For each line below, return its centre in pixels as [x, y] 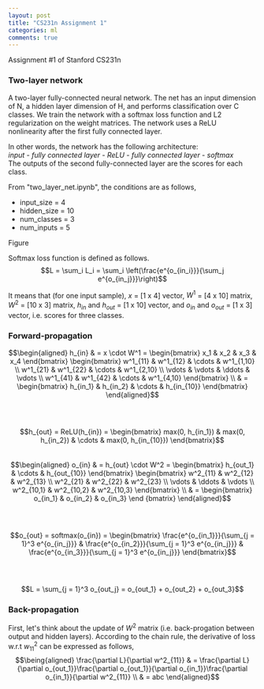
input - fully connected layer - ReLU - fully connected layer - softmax [121, 155]
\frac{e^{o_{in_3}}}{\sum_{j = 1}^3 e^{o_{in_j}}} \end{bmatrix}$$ [132, 552]
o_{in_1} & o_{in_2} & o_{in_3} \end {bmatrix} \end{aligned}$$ [132, 498]
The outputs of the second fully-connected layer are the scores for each [125, 163]
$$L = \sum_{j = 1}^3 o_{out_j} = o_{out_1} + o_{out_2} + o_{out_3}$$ [132, 589]
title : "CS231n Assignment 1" [58, 23]
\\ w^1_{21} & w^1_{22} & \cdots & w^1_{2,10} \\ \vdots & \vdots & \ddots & [132, 369]
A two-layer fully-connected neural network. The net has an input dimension [132, 97]
